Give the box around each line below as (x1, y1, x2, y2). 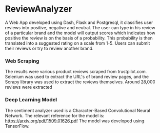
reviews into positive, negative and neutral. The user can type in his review (5, 24, 155, 30)
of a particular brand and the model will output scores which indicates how (5, 30, 156, 36)
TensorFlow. (5, 123, 30, 129)
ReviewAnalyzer (5, 3, 72, 15)
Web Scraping (5, 57, 40, 64)
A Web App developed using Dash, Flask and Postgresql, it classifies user (5, 19, 153, 25)
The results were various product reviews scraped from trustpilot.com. (5, 69, 147, 75)
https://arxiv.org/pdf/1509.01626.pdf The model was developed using (5, 118, 145, 124)
